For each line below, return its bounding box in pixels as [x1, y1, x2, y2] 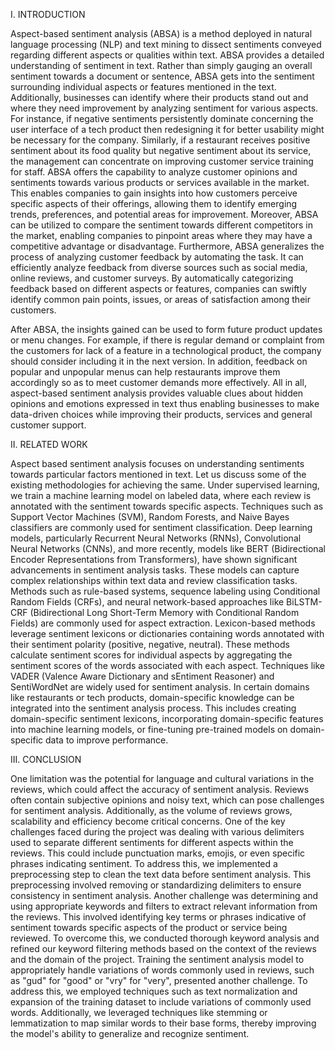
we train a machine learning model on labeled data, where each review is [10, 490, 312, 501]
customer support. [10, 419, 87, 431]
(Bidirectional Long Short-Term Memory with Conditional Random [29, 607, 300, 618]
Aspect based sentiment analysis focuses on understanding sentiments [10, 458, 305, 469]
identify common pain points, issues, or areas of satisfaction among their [10, 294, 311, 305]
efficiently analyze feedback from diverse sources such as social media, [10, 262, 308, 273]
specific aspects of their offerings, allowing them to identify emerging [10, 198, 298, 209]
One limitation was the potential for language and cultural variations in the [10, 773, 315, 784]
